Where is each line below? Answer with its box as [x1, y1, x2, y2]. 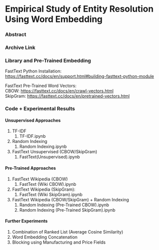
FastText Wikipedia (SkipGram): [12, 186, 75, 192]
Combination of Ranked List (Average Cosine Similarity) [12, 229, 124, 234]
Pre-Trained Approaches [5, 165, 56, 171]
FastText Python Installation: [5, 68, 62, 74]
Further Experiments [5, 218, 48, 224]
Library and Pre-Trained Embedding [5, 57, 91, 64]
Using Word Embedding [5, 14, 103, 25]
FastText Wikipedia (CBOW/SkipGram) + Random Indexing [12, 196, 129, 202]
